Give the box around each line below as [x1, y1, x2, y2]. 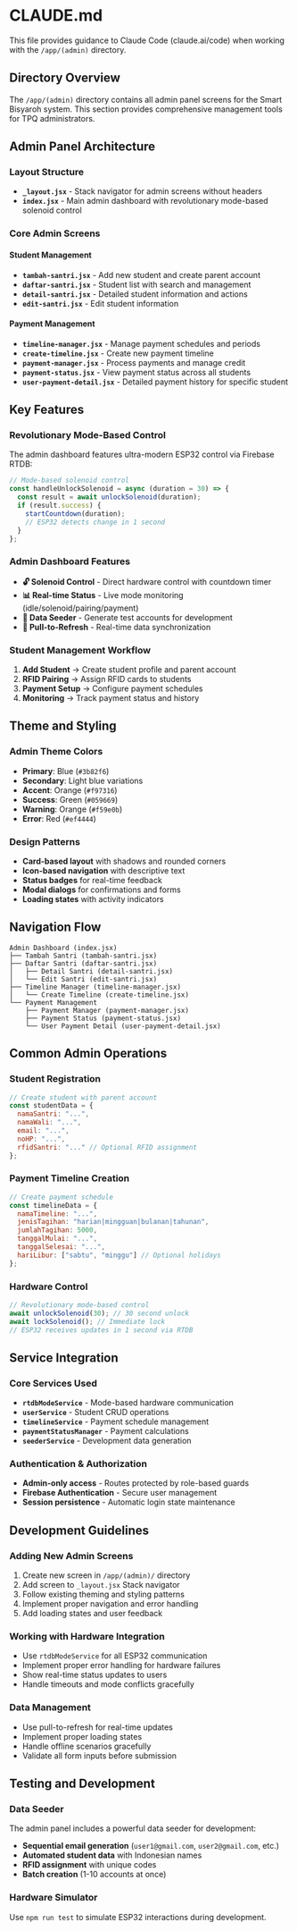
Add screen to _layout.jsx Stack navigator [21, 1580, 180, 1590]
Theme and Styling [9, 719, 118, 734]
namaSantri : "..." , [17, 1109, 90, 1118]
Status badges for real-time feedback [21, 875, 162, 886]
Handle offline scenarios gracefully [21, 1741, 152, 1751]
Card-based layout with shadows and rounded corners [21, 856, 227, 867]
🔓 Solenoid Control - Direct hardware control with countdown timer [21, 576, 272, 586]
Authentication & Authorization [9, 1458, 147, 1471]
